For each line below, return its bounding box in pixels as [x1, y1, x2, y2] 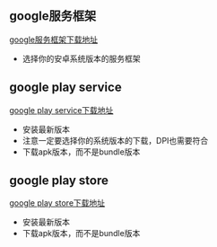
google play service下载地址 [9, 104, 114, 115]
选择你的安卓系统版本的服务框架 [22, 53, 141, 64]
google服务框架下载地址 [9, 34, 99, 45]
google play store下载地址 [9, 198, 106, 208]
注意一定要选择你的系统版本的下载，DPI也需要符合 [22, 135, 209, 146]
